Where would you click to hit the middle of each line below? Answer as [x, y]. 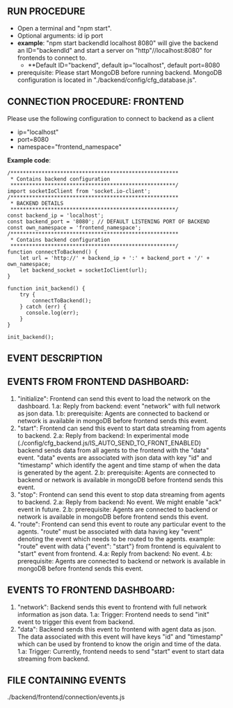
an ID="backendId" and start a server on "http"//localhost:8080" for [114, 50]
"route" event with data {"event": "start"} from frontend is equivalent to [119, 546]
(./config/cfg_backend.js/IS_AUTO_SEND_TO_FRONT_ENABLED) [109, 443]
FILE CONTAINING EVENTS [67, 681]
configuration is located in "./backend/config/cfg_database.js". [107, 80]
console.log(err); [52, 313]
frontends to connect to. [52, 58]
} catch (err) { [43, 306]
